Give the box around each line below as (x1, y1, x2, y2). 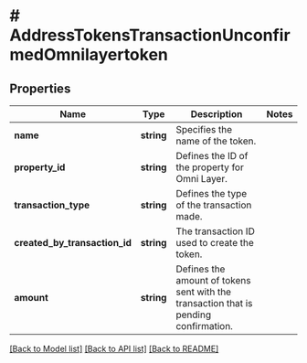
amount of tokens (175, 274, 251, 286)
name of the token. (175, 134, 257, 147)
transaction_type (14, 198, 90, 211)
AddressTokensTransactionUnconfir (9, 25, 291, 46)
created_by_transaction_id (14, 237, 132, 249)
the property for (175, 161, 244, 174)
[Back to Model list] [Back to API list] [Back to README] (9, 344, 219, 354)
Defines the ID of (175, 150, 249, 162)
